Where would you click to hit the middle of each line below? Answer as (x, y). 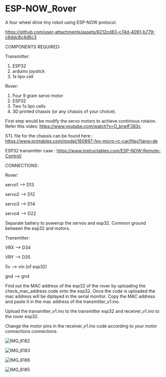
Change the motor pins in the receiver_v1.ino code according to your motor (81, 326)
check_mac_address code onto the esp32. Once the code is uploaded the (80, 291)
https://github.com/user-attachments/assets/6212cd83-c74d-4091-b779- (80, 32)
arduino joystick (28, 71)
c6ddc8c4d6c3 (21, 37)
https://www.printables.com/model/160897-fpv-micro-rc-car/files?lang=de (82, 141)
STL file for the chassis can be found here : (49, 136)
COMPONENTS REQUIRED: (33, 47)
